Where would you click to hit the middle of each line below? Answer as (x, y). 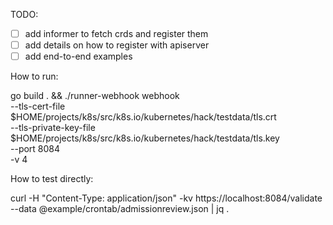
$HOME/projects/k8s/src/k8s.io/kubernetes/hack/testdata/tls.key (145, 138)
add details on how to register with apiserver (117, 45)
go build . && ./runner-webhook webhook (95, 96)
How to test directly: (52, 179)
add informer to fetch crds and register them (116, 33)
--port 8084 (35, 149)
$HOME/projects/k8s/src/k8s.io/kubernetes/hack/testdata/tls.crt (143, 117)
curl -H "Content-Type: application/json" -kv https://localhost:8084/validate (166, 198)
